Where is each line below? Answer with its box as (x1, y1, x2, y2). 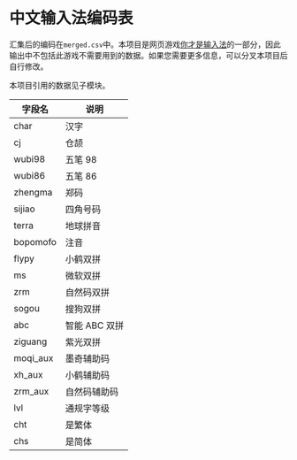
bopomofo (13, 235, 57, 248)
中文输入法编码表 (9, 8, 134, 28)
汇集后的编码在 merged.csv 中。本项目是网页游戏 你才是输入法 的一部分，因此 (9, 39, 281, 50)
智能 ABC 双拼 (65, 319, 125, 332)
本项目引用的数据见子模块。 (9, 80, 110, 90)
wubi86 (13, 169, 46, 181)
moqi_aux (13, 351, 54, 364)
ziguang (13, 335, 48, 348)
